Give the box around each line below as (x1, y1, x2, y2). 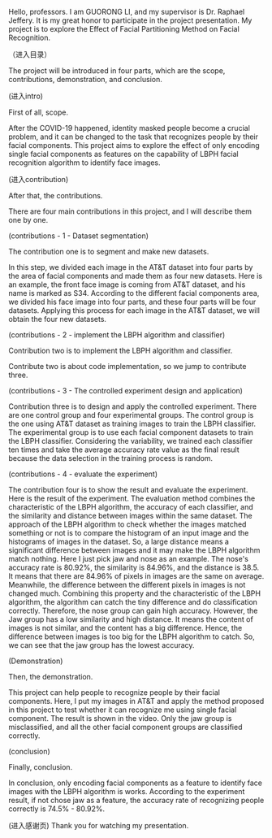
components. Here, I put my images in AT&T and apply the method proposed (8, 697, 265, 706)
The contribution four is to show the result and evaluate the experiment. (8, 485, 248, 494)
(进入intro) (8, 91, 43, 101)
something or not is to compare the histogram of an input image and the (8, 528, 249, 537)
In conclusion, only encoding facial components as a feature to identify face (8, 778, 262, 788)
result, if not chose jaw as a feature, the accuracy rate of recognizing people (8, 796, 265, 805)
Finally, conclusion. (8, 762, 73, 771)
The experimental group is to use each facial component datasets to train (8, 428, 254, 437)
